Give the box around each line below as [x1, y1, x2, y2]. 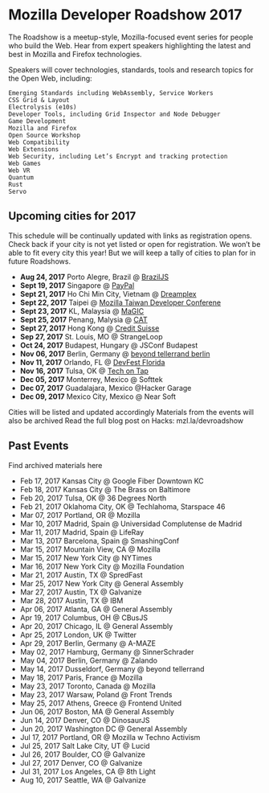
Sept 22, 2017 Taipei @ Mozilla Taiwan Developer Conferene [19, 298, 222, 307]
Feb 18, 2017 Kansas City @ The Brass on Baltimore [19, 484, 191, 494]
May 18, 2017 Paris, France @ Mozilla [19, 672, 143, 682]
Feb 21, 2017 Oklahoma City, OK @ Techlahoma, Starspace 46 [19, 501, 226, 512]
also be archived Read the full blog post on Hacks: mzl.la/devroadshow [8, 416, 244, 425]
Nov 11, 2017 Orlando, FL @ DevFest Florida [19, 357, 165, 367]
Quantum [8, 173, 35, 182]
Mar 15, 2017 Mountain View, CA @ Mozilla [19, 544, 161, 554]
